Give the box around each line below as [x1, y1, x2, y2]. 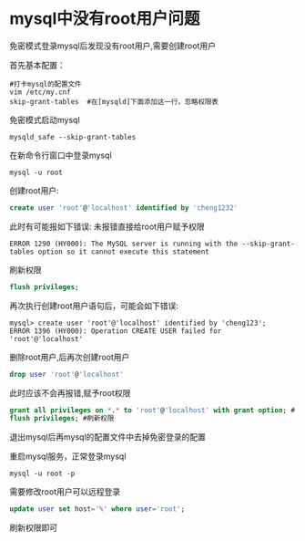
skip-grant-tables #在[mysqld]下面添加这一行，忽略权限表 [9, 97, 219, 106]
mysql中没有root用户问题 [9, 8, 200, 29]
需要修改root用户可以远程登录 [9, 486, 121, 497]
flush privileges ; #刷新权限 [9, 414, 115, 423]
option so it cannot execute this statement [37, 247, 209, 256]
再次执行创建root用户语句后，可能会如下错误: [9, 300, 179, 311]
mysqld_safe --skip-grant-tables [9, 132, 137, 141]
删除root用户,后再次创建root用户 [9, 351, 130, 362]
